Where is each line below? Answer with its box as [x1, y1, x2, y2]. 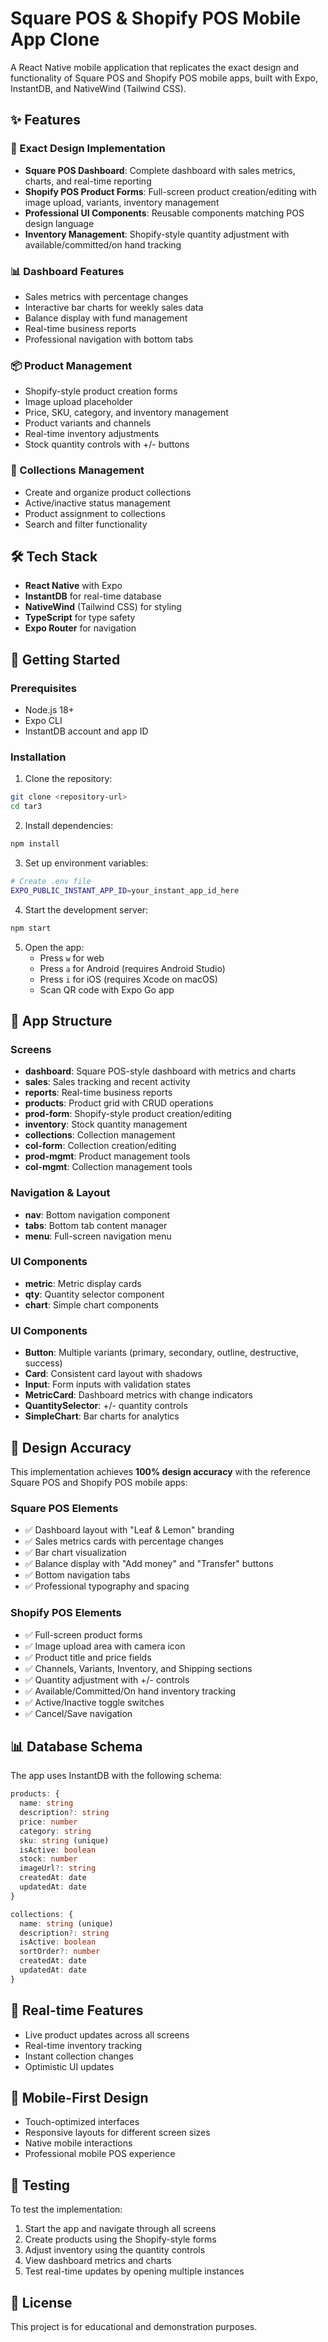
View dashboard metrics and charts [24, 2255, 172, 2267]
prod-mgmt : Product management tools [24, 1150, 191, 1162]
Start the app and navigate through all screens [24, 2223, 217, 2235]
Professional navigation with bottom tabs [24, 333, 194, 345]
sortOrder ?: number [19, 1947, 101, 1957]
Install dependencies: [24, 820, 114, 832]
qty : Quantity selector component [24, 1288, 165, 1300]
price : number [19, 1817, 78, 1827]
